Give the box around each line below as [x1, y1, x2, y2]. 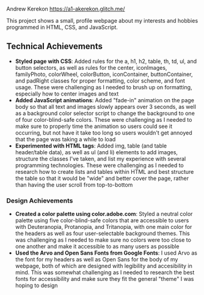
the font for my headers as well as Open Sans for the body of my [15, 256, 178, 263]
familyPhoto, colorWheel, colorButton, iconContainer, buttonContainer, [15, 70, 193, 78]
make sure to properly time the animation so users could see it [15, 122, 173, 130]
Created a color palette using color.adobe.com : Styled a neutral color [15, 211, 193, 218]
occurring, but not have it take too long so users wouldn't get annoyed [15, 129, 192, 136]
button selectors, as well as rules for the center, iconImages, [15, 64, 167, 71]
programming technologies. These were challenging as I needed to [15, 162, 184, 169]
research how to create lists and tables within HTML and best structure [15, 168, 194, 175]
